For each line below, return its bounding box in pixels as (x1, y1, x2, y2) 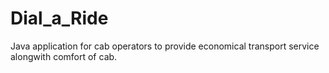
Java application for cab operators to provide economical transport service (10, 40, 320, 52)
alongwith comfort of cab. (10, 50, 118, 62)
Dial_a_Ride (10, 7, 109, 30)
